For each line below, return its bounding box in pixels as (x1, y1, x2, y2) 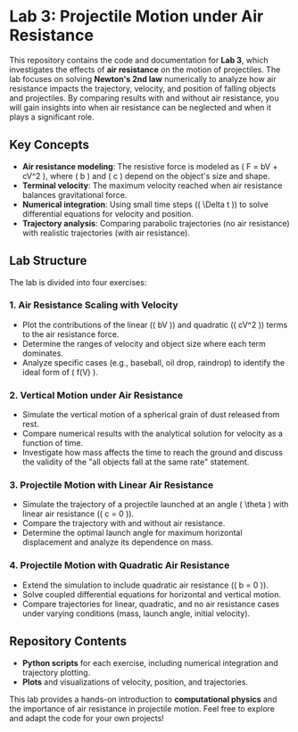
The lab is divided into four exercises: (9, 276, 147, 287)
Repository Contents (9, 634, 128, 649)
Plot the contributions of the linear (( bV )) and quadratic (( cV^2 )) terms (21, 319, 288, 330)
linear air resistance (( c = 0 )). (21, 508, 135, 519)
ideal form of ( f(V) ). (21, 366, 98, 377)
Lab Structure (9, 253, 87, 268)
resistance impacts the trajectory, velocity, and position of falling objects (9, 83, 277, 94)
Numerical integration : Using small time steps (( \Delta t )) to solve (21, 199, 269, 210)
